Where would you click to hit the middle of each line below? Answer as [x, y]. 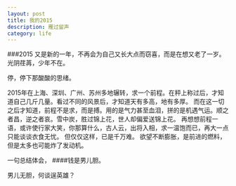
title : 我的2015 [30, 20]
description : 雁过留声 [38, 27]
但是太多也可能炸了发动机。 [47, 145]
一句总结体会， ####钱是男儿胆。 [56, 160]
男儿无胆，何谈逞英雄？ [41, 175]
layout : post [26, 14]
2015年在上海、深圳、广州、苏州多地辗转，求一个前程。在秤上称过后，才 [113, 93]
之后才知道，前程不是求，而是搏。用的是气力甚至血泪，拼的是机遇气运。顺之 [118, 110]
